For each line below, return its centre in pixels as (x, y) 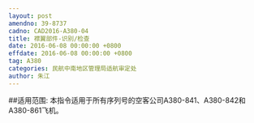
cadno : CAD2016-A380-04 (49, 31)
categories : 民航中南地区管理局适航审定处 (73, 69)
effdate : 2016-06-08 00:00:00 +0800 (70, 53)
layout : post (30, 16)
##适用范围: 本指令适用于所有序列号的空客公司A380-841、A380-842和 (127, 100)
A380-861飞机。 (36, 110)
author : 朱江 (29, 76)
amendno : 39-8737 (38, 23)
